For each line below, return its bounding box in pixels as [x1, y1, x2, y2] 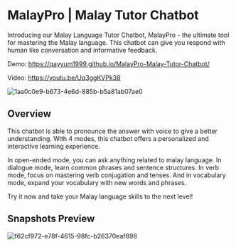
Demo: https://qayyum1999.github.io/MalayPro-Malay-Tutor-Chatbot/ [7, 59, 210, 68]
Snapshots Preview [7, 213, 95, 225]
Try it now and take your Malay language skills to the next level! [7, 192, 193, 201]
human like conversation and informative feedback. [7, 46, 158, 54]
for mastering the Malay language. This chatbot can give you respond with [7, 38, 225, 46]
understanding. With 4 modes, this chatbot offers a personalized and [7, 134, 209, 142]
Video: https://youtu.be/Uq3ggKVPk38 [7, 73, 121, 82]
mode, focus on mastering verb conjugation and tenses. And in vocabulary [7, 171, 226, 179]
